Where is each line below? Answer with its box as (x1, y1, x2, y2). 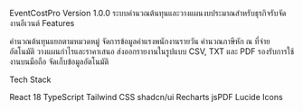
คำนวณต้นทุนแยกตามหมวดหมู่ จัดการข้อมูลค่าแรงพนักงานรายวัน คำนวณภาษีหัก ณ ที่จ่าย (9, 36, 270, 46)
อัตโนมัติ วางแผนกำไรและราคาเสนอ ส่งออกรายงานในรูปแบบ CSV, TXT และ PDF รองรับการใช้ (9, 46, 295, 57)
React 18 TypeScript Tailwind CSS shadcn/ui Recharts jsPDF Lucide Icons (9, 92, 283, 102)
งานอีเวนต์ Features (9, 18, 75, 28)
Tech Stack (9, 74, 52, 85)
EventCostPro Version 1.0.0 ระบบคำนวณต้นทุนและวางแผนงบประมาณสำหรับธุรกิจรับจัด (9, 8, 287, 18)
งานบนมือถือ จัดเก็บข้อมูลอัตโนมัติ (9, 56, 109, 67)
